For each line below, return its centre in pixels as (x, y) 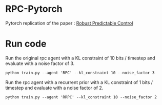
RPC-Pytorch (34, 9)
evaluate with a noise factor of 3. (40, 63)
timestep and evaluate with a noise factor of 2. (54, 88)
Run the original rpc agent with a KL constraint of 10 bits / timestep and (80, 58)
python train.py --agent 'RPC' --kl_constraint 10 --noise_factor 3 (80, 73)
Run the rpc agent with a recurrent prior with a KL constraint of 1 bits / (79, 82)
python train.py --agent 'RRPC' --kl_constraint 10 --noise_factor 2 (81, 97)
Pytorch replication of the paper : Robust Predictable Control (69, 23)
